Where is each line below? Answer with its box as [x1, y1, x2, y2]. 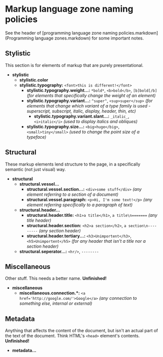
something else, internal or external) [19, 300, 92, 306]
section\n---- [128, 223, 157, 228]
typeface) [26, 134, 47, 140]
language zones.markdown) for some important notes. [35, 35, 144, 41]
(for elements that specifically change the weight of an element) [26, 92, 156, 98]
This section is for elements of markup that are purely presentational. [5, 62, 144, 68]
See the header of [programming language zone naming [5, 30, 118, 36]
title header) [26, 217, 52, 223]
